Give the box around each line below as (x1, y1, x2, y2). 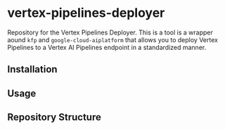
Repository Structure (7, 111, 102, 124)
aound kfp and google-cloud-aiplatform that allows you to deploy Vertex (7, 35, 218, 44)
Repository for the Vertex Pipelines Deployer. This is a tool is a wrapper (7, 28, 213, 37)
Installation (7, 63, 58, 75)
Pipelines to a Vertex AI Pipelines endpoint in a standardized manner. (7, 43, 207, 51)
